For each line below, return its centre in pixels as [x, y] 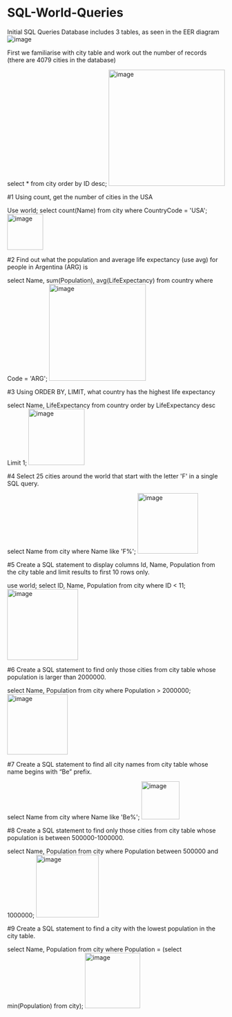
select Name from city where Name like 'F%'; [71, 551]
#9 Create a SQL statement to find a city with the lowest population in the [112, 929]
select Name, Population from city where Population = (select [95, 949]
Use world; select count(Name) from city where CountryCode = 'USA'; [107, 210]
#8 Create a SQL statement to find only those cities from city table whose [112, 830]
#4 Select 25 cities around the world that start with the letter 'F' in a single [113, 476]
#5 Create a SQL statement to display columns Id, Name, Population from [111, 564]
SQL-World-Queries [65, 13]
